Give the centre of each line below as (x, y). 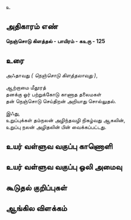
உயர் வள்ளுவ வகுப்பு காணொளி (59, 146)
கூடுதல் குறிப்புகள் (36, 187)
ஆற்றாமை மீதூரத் (26, 87)
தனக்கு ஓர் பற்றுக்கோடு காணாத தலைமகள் (53, 94)
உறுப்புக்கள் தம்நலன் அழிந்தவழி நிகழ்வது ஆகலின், (65, 120)
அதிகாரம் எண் (32, 26)
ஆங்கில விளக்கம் (36, 208)
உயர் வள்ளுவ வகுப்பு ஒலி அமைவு (64, 167)
